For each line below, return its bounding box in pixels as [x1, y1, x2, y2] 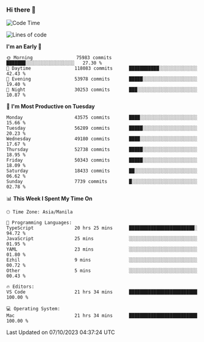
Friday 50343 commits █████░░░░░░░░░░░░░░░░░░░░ [6, 157, 198, 163]
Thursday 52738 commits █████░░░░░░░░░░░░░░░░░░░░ [6, 146, 198, 153]
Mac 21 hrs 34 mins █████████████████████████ [6, 313, 198, 319]
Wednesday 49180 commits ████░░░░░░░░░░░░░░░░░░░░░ [6, 136, 198, 142]
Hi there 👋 [6, 5, 37, 14]
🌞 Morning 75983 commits [6, 55, 112, 61]
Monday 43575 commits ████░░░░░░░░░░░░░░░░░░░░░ [6, 115, 198, 121]
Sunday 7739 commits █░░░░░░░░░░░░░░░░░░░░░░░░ [6, 179, 198, 185]
